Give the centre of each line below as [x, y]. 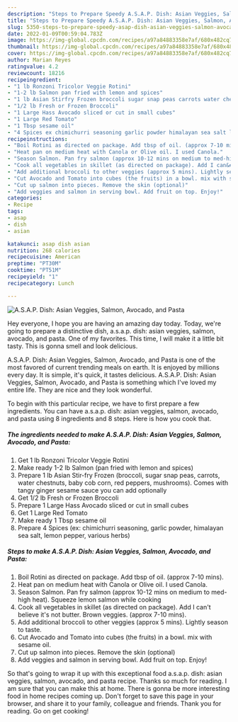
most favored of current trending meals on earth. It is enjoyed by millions [113, 367]
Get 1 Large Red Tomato [52, 512]
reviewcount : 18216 [36, 73]
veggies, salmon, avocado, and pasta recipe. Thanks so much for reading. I [117, 681]
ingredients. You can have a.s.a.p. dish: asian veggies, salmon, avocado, [113, 411]
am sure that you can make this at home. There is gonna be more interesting [119, 688]
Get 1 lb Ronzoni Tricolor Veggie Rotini [73, 460]
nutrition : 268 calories [44, 251]
